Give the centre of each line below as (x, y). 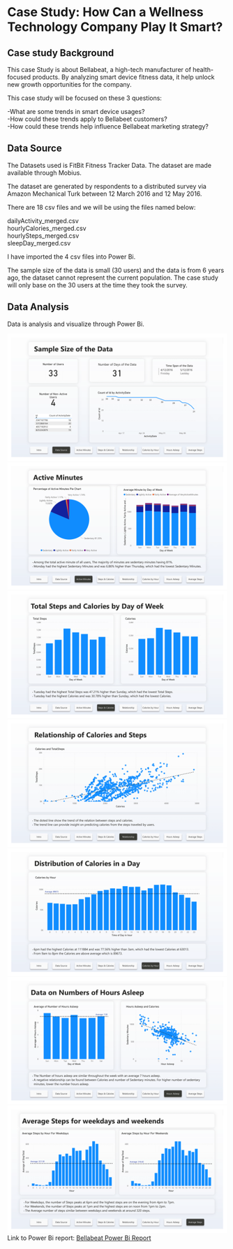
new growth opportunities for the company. (69, 84)
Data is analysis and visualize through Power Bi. (76, 324)
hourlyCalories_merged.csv (47, 228)
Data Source (35, 149)
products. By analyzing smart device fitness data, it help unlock (123, 77)
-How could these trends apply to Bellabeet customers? (87, 119)
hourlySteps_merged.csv (43, 236)
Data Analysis (38, 307)
